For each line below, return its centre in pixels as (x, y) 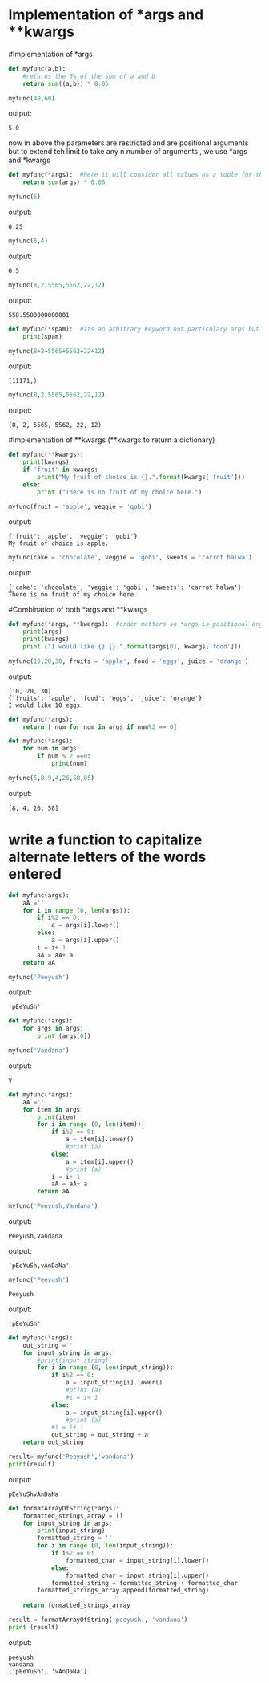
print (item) (57, 1117)
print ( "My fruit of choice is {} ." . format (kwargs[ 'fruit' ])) (141, 477)
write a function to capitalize (105, 839)
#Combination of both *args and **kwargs (78, 610)
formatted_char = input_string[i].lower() (137, 1560)
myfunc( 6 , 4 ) (28, 241)
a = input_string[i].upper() (114, 1413)
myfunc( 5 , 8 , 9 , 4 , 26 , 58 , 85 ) (51, 778)
